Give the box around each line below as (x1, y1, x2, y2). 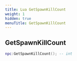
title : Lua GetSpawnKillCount (5, 7, 66, 12)
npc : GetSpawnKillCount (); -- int (5, 51, 73, 56)
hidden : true (5, 16, 31, 21)
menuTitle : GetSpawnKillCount (5, 20, 66, 26)
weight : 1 (5, 12, 25, 16)
